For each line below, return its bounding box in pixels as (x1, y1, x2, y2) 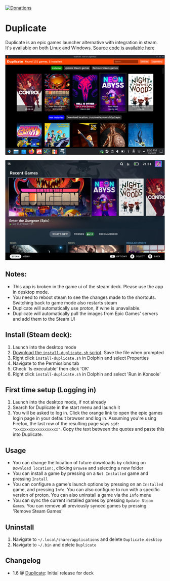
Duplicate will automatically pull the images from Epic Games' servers (12, 310, 158, 317)
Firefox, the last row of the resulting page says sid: (12, 421, 120, 427)
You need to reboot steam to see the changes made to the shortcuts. (12, 294, 156, 300)
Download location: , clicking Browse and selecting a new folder (12, 465, 144, 471)
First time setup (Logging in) (5, 386, 97, 394)
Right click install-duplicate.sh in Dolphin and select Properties (12, 355, 149, 361)
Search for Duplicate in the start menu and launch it (12, 404, 120, 411)
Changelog (5, 556, 41, 565)
